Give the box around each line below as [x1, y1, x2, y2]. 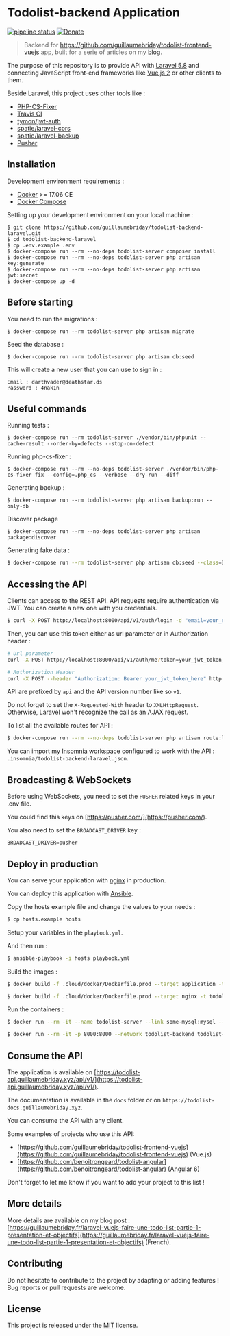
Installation [7, 159, 56, 171]
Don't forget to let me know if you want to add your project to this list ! [7, 1178, 205, 1186]
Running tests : [7, 421, 49, 430]
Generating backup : [7, 484, 65, 492]
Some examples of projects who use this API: [7, 1130, 135, 1138]
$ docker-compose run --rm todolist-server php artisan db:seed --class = [7, 560, 222, 567]
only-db [7, 503, 29, 510]
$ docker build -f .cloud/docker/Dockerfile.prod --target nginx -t [7, 993, 207, 1000]
